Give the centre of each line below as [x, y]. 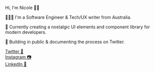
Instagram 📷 [18, 57]
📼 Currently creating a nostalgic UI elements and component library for [78, 27]
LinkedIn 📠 [16, 64]
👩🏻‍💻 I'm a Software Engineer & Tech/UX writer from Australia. [68, 17]
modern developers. [26, 32]
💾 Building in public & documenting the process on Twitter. [65, 42]
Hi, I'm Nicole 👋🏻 [22, 8]
